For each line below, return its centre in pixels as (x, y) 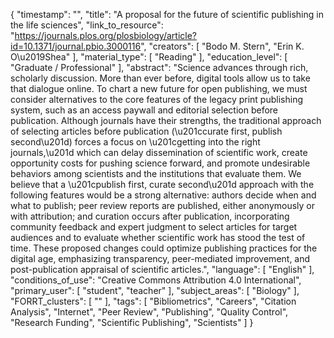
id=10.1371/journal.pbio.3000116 (76, 46)
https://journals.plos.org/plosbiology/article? (106, 35)
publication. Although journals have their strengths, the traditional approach (166, 120)
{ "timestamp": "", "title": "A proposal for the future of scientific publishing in (167, 14)
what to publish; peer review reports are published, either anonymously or (163, 205)
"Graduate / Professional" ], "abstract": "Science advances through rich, (159, 67)
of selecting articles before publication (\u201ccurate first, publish (146, 131)
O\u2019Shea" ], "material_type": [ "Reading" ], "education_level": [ (149, 57)
